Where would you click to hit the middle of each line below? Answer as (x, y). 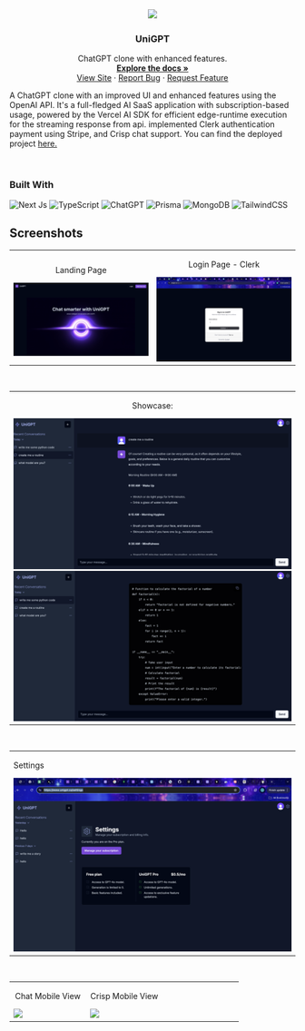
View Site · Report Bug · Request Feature (152, 78)
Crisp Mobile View (124, 996)
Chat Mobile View (48, 996)
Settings (29, 765)
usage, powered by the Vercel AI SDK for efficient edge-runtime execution (148, 115)
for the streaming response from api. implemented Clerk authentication (142, 124)
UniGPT (152, 38)
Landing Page (81, 270)
